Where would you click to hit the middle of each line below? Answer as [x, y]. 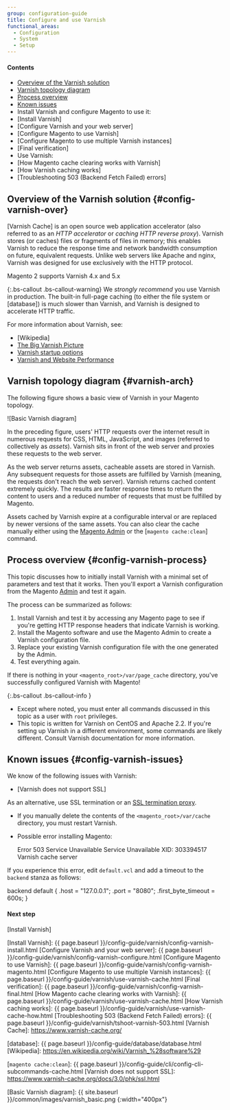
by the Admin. [37, 654]
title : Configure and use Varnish [57, 20]
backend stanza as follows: [44, 878]
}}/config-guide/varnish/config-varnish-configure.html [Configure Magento [114, 957]
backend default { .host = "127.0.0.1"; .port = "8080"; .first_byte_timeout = [111, 891]
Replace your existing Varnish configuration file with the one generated [117, 647]
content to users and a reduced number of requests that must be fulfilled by [114, 496]
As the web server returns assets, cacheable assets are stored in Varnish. [111, 467]
